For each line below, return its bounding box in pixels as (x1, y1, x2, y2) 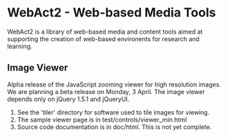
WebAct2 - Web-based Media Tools (7, 5, 216, 21)
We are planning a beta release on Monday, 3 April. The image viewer (7, 87, 205, 95)
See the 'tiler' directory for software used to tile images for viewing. (17, 108, 209, 116)
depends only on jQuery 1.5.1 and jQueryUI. (7, 95, 130, 103)
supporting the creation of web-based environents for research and (7, 34, 200, 43)
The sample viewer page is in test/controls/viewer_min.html (17, 115, 187, 124)
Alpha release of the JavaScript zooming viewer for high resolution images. (7, 80, 221, 89)
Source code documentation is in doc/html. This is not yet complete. (17, 122, 212, 131)
